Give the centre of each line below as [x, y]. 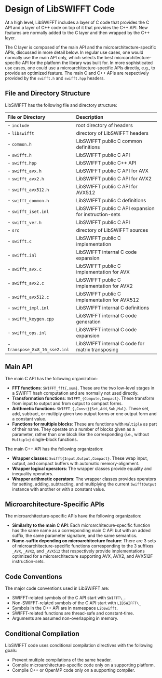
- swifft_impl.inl [28, 307]
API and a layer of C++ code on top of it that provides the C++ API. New [76, 27]
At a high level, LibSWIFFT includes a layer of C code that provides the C [77, 22]
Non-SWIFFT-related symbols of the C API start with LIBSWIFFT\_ [76, 603]
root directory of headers [104, 125]
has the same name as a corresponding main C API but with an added [81, 531]
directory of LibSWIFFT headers [112, 133]
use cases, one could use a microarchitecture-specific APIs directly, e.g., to [80, 68]
